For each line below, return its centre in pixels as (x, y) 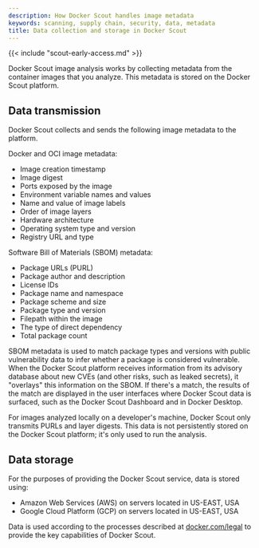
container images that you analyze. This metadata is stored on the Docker (129, 77)
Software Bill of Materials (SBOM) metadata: (81, 253)
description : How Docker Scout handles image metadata (101, 16)
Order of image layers (55, 211)
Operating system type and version (78, 229)
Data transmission (55, 110)
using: (18, 487)
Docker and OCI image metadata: (63, 154)
